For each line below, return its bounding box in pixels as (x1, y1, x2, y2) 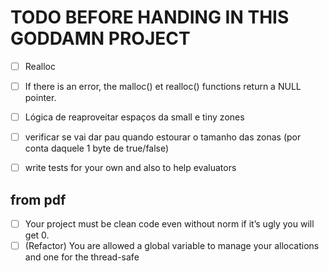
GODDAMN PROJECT (10, 27, 191, 50)
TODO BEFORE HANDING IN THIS (10, 6, 290, 29)
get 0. (24, 229, 50, 241)
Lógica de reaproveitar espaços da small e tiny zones (24, 111, 245, 123)
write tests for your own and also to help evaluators (24, 162, 237, 174)
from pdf (10, 191, 67, 208)
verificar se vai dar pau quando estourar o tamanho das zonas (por (24, 131, 302, 143)
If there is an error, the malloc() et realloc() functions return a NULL (24, 81, 302, 92)
